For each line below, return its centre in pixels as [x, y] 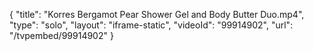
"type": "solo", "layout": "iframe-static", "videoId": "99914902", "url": [151, 25]
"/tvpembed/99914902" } [61, 35]
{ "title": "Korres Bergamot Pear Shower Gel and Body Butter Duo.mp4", [157, 14]
